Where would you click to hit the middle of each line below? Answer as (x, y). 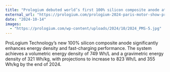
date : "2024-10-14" (26, 19)
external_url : (20, 15)
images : (13, 24)
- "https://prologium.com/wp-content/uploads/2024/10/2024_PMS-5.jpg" (86, 29)
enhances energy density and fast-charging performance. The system (78, 48)
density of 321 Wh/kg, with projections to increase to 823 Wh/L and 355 (80, 59)
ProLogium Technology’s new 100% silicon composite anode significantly (82, 43)
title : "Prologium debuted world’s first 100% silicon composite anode (82, 10)
